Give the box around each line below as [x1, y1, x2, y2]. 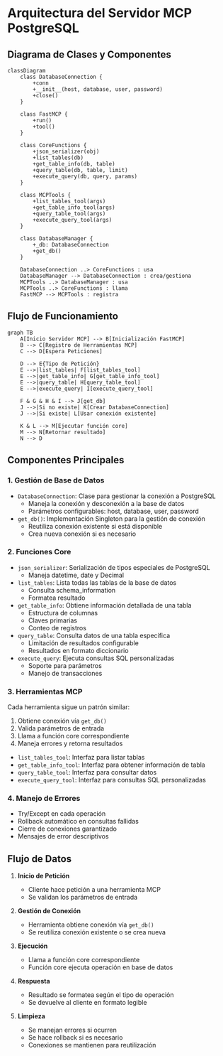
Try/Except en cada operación [17, 809, 106, 818]
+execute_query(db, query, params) [33, 173, 138, 180]
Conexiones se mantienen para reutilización [28, 1041, 156, 1050]
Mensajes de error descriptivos [17, 832, 109, 841]
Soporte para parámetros [28, 661, 103, 669]
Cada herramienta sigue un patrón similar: [7, 703, 130, 711]
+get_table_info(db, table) [33, 161, 115, 168]
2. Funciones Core [7, 547, 72, 557]
